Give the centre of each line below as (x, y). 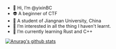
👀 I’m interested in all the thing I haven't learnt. (62, 26)
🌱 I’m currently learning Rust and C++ (53, 31)
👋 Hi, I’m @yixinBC (32, 8)
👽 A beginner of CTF (35, 13)
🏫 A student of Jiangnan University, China (57, 21)
